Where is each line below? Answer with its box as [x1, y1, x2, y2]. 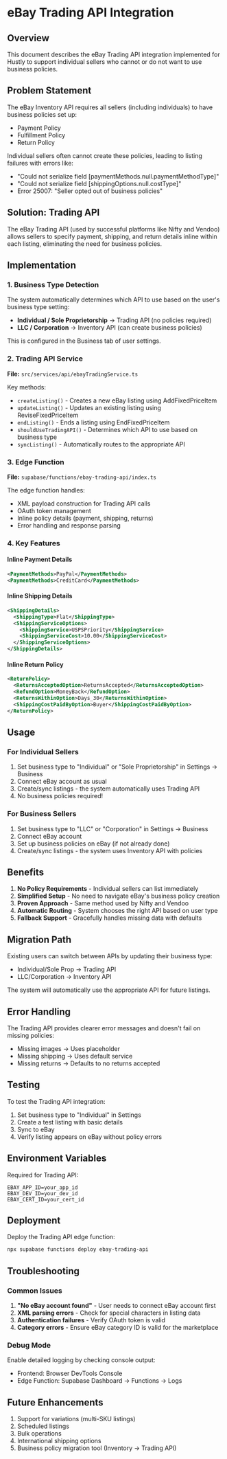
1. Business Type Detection [7, 280, 99, 289]
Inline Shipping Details [7, 592, 73, 600]
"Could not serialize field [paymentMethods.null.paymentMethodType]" [16, 172, 219, 180]
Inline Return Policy [7, 660, 64, 668]
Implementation [7, 260, 77, 271]
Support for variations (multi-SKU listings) [16, 1415, 136, 1423]
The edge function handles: [7, 486, 86, 494]
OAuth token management [16, 506, 91, 514]
